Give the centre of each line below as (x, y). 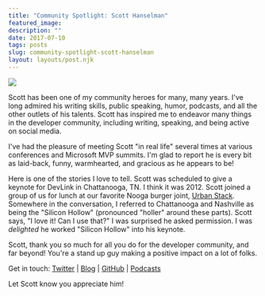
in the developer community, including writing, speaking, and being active (129, 122)
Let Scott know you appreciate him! (66, 283)
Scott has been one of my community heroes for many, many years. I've (126, 97)
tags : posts (28, 45)
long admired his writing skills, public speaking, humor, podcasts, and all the (133, 106)
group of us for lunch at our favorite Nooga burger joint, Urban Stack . (122, 195)
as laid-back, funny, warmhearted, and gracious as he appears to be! (121, 163)
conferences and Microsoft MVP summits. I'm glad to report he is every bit (130, 155)
